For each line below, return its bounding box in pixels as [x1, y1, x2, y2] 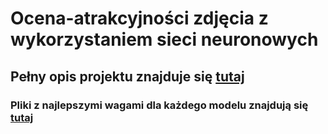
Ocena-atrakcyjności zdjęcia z [10, 7, 269, 30]
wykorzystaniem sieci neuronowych [10, 28, 319, 51]
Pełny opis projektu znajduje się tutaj [10, 68, 245, 85]
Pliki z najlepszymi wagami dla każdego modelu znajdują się [10, 98, 309, 112]
